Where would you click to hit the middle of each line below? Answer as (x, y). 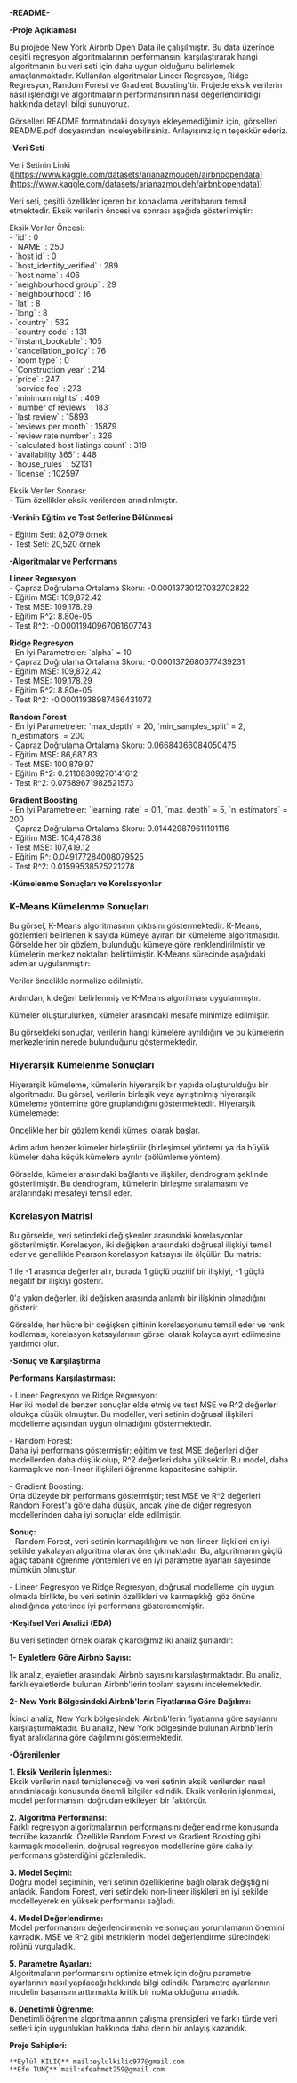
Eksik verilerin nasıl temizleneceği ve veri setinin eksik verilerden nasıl (137, 1781)
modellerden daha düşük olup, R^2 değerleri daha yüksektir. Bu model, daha (149, 1459)
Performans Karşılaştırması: (62, 1378)
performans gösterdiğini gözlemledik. (78, 1855)
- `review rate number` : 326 (61, 436)
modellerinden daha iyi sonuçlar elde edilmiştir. (96, 1514)
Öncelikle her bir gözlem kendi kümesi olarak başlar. (105, 1130)
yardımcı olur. (34, 1343)
